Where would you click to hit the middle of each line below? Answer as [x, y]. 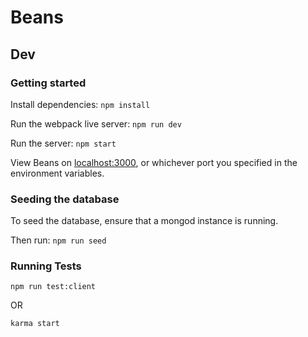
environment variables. [57, 173]
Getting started [48, 83]
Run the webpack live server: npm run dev [96, 123]
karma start [35, 324]
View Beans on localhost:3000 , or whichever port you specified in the [154, 162]
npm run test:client [53, 287]
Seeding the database [65, 199]
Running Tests [46, 266]
